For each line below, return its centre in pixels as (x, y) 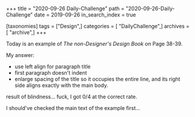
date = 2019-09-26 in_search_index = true (85, 15)
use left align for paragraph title (52, 66)
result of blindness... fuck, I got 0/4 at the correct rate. (72, 97)
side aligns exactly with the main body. (61, 85)
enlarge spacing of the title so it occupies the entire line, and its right (97, 79)
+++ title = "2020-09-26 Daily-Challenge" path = (65, 9)
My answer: (20, 55)
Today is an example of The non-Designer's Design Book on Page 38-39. (94, 44)
